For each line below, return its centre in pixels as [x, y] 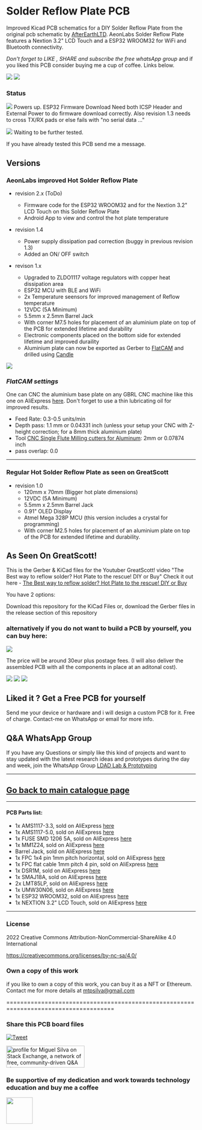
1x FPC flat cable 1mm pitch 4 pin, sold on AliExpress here [87, 865]
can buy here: [27, 636]
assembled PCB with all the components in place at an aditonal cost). [92, 667]
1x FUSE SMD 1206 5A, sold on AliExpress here [73, 839]
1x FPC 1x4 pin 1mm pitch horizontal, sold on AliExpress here [90, 858]
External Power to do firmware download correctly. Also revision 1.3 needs [98, 113]
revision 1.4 [29, 229]
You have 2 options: [31, 595]
